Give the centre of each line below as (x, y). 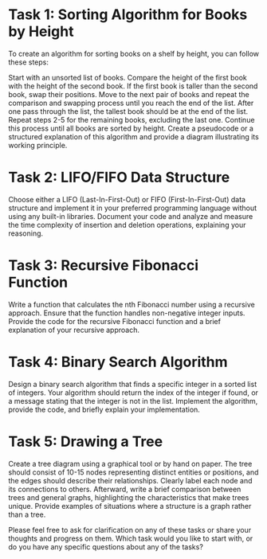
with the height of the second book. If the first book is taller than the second (133, 86)
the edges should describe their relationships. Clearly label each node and (130, 480)
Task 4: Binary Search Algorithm (118, 362)
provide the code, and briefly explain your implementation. (104, 409)
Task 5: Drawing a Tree (86, 442)
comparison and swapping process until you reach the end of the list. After (131, 103)
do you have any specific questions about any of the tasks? (106, 546)
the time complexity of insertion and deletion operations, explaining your (127, 225)
